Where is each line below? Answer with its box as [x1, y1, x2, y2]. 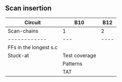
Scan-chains [7, 27, 38, 34]
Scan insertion [5, 4, 51, 13]
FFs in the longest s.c [7, 44, 58, 51]
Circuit [24, 19, 41, 26]
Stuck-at [7, 52, 29, 59]
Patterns [62, 60, 82, 67]
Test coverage [62, 52, 96, 59]
